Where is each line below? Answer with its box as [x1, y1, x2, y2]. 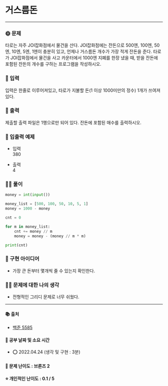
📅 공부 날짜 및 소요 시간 [5, 337, 50, 343]
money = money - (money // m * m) [14, 234, 86, 239]
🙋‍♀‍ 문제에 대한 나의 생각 [5, 281, 59, 288]
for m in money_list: [5, 224, 50, 229]
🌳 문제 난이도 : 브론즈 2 [5, 363, 50, 369]
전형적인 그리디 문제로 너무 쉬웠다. [12, 294, 79, 300]
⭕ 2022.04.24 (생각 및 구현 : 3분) [12, 349, 81, 355]
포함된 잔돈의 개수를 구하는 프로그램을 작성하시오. [5, 61, 101, 67]
